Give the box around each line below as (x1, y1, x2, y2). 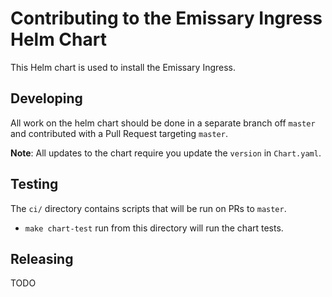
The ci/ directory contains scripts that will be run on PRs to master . (10, 202, 287, 214)
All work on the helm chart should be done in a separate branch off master (10, 117, 316, 129)
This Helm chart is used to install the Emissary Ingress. (10, 61, 237, 73)
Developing (10, 90, 83, 107)
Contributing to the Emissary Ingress (10, 7, 323, 30)
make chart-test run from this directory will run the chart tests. (24, 222, 284, 234)
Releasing (10, 250, 74, 267)
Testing (10, 176, 59, 193)
